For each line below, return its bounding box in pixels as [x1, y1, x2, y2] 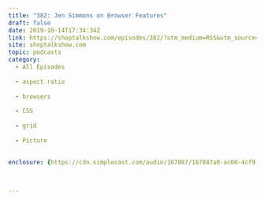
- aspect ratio [15, 77, 65, 85]
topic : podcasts [8, 48, 62, 56]
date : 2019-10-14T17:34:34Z [8, 26, 101, 34]
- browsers [15, 92, 51, 100]
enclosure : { [8, 159, 51, 167]
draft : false [8, 19, 51, 27]
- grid [15, 122, 37, 130]
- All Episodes [15, 63, 65, 71]
